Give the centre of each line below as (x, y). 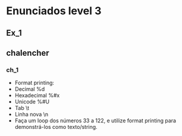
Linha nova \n (32, 115)
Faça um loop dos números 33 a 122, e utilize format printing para (95, 121)
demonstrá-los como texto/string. (56, 127)
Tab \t (22, 108)
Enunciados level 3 (54, 11)
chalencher (28, 53)
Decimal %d (30, 89)
